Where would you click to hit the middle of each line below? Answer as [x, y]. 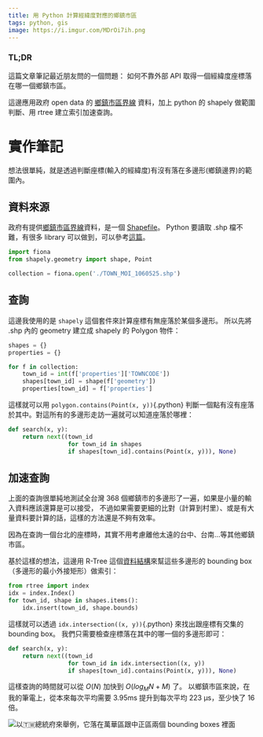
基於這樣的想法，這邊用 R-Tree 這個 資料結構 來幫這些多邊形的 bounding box [130, 561]
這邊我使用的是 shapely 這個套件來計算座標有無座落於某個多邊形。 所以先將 [130, 320]
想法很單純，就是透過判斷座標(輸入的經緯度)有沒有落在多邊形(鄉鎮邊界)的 [127, 170]
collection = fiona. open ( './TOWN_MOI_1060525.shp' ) [94, 274]
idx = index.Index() [42, 593]
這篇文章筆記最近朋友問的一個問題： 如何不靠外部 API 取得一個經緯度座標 [127, 76]
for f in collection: [44, 367]
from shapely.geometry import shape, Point [80, 260]
